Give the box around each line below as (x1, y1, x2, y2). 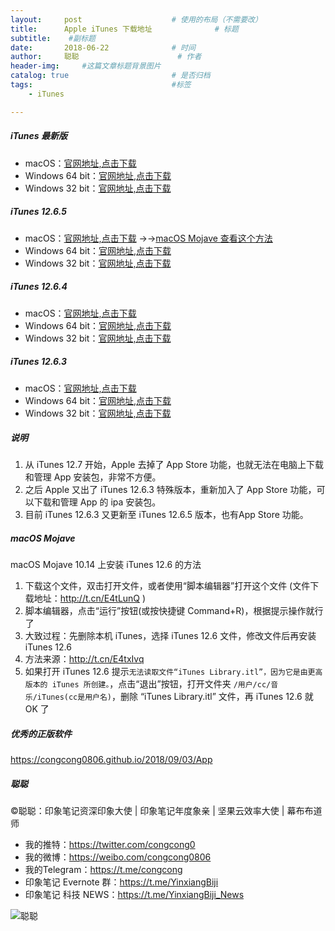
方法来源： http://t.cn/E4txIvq (24, 653, 145, 665)
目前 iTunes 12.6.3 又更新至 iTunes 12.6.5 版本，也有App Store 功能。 (24, 509, 309, 521)
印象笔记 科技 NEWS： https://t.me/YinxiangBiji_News (24, 889, 245, 901)
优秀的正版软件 (10, 728, 72, 740)
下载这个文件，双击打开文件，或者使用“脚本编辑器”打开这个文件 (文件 (24, 580, 311, 592)
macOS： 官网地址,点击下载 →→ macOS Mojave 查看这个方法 (24, 232, 273, 244)
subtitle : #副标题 (10, 33, 96, 43)
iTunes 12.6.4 (10, 281, 68, 293)
